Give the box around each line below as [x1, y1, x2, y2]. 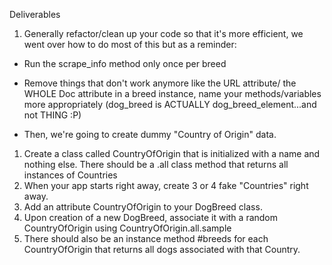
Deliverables [9, 9, 61, 20]
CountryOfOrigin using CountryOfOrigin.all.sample [23, 222, 232, 234]
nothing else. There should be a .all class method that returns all [23, 159, 289, 170]
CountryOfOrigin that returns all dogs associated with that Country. [23, 244, 301, 255]
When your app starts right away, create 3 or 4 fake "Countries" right [23, 180, 309, 191]
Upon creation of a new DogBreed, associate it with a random [23, 212, 279, 223]
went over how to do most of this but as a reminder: [23, 39, 237, 50]
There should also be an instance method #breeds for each [23, 233, 269, 244]
